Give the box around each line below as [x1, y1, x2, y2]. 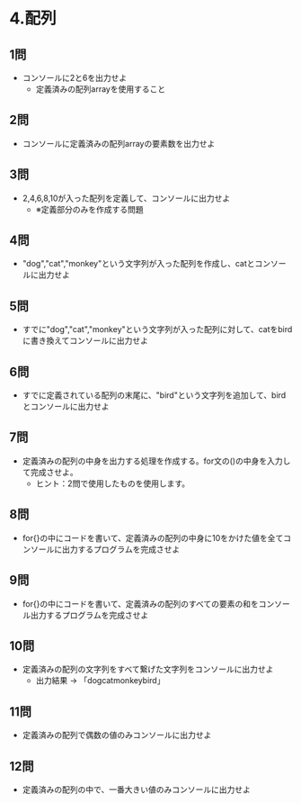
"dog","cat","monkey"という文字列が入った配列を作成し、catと [22, 258, 255, 269]
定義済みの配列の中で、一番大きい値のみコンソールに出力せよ [22, 784, 252, 795]
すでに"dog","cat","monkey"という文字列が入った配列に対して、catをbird [22, 324, 293, 335]
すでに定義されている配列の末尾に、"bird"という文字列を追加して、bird [22, 390, 287, 401]
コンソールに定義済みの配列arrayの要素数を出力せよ [22, 138, 216, 149]
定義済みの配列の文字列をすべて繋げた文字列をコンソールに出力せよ [22, 663, 274, 675]
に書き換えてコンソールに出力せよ [22, 335, 149, 347]
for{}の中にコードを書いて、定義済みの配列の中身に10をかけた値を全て [22, 532, 284, 543]
